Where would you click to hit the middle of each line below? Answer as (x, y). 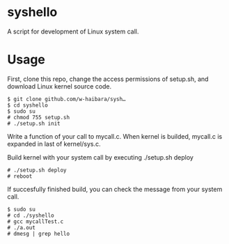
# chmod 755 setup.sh (39, 117)
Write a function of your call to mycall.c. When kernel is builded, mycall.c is (115, 136)
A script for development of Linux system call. (73, 31)
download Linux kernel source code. (60, 86)
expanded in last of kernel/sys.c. (54, 144)
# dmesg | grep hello (39, 234)
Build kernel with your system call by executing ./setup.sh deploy (100, 157)
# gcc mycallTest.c (35, 221)
